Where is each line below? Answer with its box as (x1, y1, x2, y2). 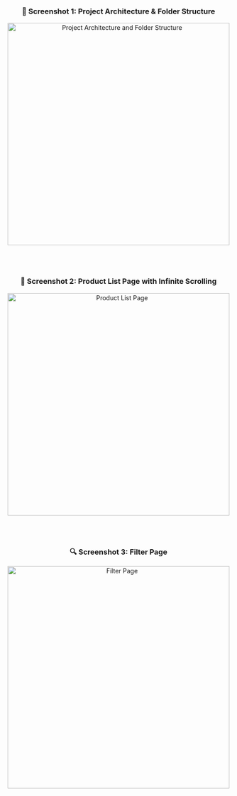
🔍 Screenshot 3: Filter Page (70, 547, 167, 557)
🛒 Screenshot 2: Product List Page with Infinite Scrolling (20, 277, 217, 287)
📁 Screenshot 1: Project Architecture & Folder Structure (21, 6, 216, 16)
